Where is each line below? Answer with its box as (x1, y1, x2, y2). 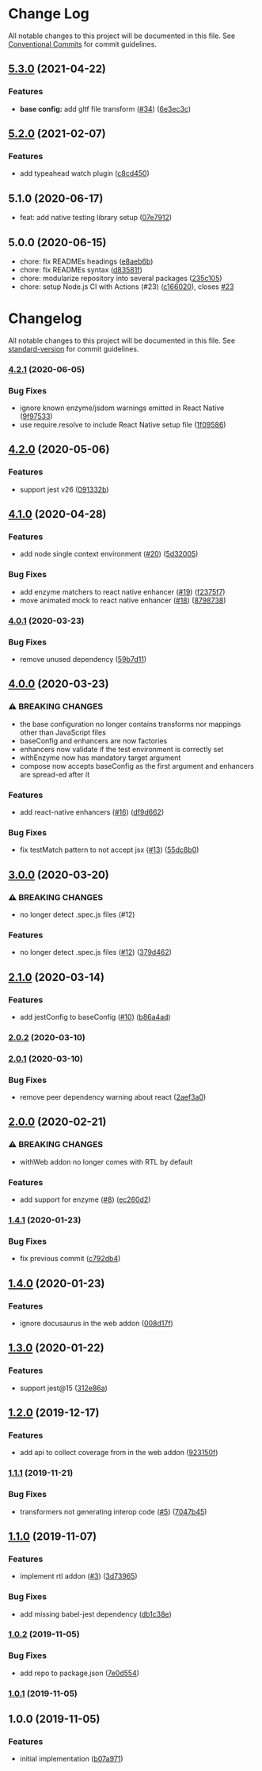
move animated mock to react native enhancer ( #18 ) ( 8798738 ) (19, 595, 226, 605)
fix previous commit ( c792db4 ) (19, 1254, 121, 1264)
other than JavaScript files (19, 728, 107, 737)
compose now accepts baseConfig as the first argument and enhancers (19, 761, 255, 770)
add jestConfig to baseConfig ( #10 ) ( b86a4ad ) (19, 1012, 172, 1021)
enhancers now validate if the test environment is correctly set (19, 744, 224, 754)
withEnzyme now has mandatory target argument (19, 753, 181, 762)
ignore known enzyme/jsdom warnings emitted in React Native (19, 403, 225, 412)
